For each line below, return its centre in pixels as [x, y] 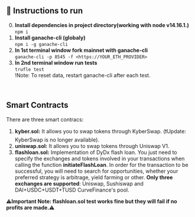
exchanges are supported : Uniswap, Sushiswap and [79, 183]
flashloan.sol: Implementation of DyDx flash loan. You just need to [96, 152]
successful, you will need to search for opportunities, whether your [96, 171]
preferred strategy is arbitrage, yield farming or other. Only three [94, 177]
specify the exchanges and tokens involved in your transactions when [100, 158]
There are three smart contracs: [45, 119]
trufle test [29, 69]
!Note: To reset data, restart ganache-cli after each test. [82, 75]
